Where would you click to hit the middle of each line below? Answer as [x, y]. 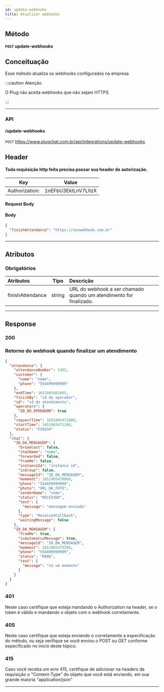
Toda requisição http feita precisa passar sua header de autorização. [76, 170]
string [58, 295]
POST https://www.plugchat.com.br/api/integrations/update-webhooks [75, 142]
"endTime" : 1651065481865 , [41, 393]
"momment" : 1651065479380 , [45, 547]
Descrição [81, 281]
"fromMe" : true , [34, 534]
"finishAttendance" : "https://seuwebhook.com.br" [61, 230]
